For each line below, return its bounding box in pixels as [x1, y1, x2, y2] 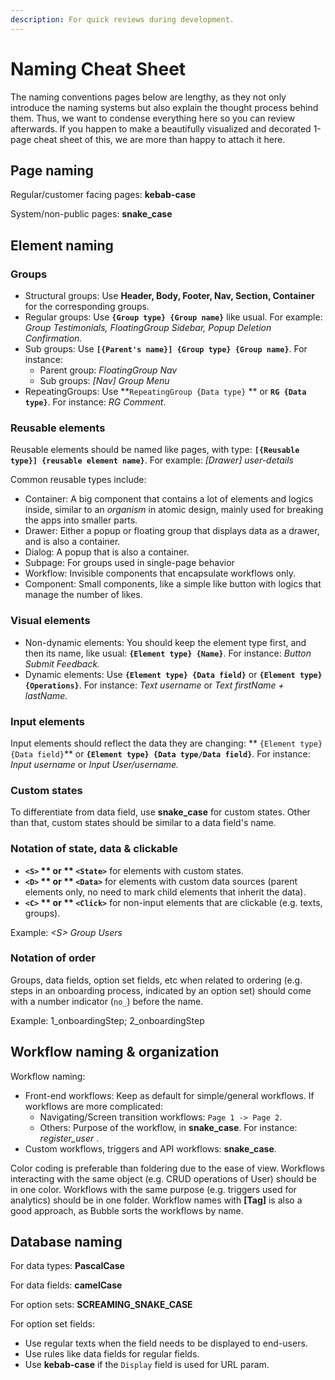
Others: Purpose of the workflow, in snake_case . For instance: [39, 1121, 298, 1133]
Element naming [10, 237, 114, 254]
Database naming [10, 1234, 123, 1251]
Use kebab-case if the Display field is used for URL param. [24, 1359, 270, 1371]
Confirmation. [24, 332, 83, 345]
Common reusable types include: [10, 474, 147, 486]
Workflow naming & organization [10, 1044, 220, 1061]
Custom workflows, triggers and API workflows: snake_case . [24, 1142, 277, 1155]
